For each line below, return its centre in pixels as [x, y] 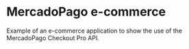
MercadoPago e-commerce [86, 12]
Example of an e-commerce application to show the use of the [94, 31]
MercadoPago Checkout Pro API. [53, 37]
